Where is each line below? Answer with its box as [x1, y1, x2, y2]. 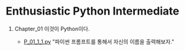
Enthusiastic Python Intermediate [5, 4, 180, 18]
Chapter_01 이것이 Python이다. [14, 25, 90, 32]
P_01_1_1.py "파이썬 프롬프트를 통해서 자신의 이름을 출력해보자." [23, 38, 175, 45]
